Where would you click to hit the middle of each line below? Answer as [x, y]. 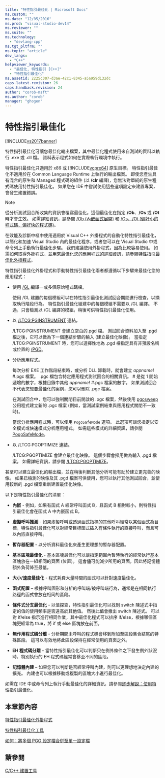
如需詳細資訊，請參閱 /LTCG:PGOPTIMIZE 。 [67, 462]
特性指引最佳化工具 [25, 730]
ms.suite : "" [18, 33]
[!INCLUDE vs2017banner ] [31, 141]
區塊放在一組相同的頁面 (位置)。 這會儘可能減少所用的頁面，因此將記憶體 [86, 561]
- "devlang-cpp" [26, 42]
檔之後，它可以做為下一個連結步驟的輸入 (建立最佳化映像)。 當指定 [80, 337]
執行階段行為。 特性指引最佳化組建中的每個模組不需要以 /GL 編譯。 [84, 304]
